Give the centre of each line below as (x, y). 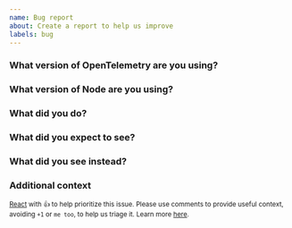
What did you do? (48, 114)
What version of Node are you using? (92, 89)
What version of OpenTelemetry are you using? (114, 65)
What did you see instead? (68, 161)
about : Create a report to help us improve (92, 26)
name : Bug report (42, 17)
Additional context (50, 185)
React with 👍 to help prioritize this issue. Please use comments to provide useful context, (146, 205)
